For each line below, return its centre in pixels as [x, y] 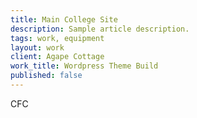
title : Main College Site [64, 19]
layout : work [37, 47]
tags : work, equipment [57, 38]
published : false [46, 76]
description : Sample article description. [100, 29]
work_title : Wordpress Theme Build [84, 66]
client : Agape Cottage [57, 57]
